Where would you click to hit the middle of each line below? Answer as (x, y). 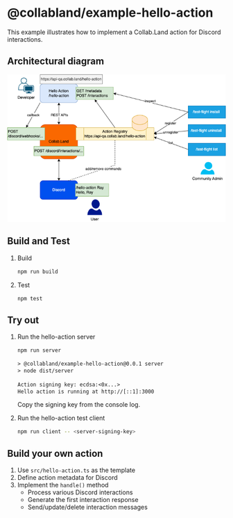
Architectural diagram (56, 62)
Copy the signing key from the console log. (79, 405)
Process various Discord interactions (80, 492)
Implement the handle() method (63, 485)
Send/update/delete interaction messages (87, 507)
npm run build (37, 272)
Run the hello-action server (56, 337)
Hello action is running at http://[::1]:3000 (86, 392)
